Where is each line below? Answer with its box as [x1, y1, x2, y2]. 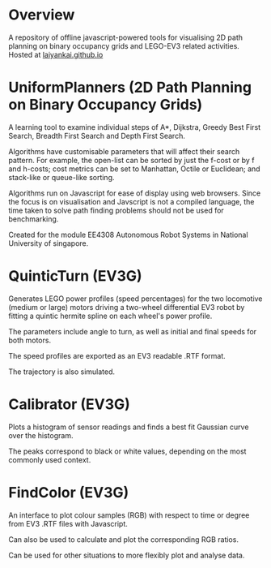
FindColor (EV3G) [8, 483, 129, 501]
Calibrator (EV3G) [8, 395, 131, 413]
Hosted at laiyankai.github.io [8, 49, 104, 59]
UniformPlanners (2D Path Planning [8, 79, 252, 97]
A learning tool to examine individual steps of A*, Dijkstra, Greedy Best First [8, 122, 261, 131]
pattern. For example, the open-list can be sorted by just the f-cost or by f [8, 155, 255, 165]
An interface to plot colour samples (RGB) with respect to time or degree [8, 510, 250, 520]
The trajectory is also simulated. [8, 367, 116, 377]
